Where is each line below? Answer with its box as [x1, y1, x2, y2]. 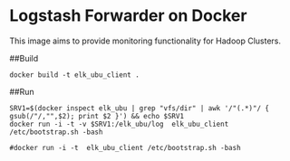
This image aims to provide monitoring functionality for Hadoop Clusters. [9, 35, 282, 46]
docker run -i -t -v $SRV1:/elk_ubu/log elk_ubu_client [9, 119, 229, 128]
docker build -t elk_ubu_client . [9, 70, 140, 80]
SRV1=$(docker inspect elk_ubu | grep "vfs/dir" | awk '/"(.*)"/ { [9, 103, 270, 113]
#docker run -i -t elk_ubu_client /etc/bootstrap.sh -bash [9, 143, 242, 152]
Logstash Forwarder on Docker [9, 5, 247, 26]
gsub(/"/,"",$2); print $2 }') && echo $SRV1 [9, 111, 184, 120]
